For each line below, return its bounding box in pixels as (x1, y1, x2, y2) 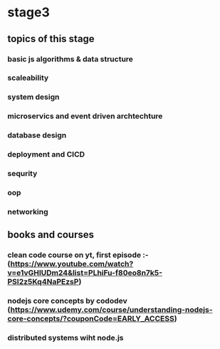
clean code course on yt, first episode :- (7, 250, 149, 260)
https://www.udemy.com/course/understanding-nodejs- (10, 305, 213, 315)
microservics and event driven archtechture (7, 111, 163, 121)
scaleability (7, 73, 49, 83)
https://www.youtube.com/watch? (10, 259, 134, 269)
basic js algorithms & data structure (7, 54, 134, 64)
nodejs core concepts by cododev (7, 296, 128, 306)
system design (7, 92, 60, 102)
